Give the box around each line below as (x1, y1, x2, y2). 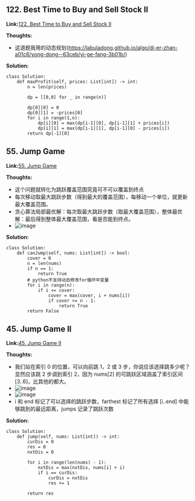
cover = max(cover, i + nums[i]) (48, 292, 131, 298)
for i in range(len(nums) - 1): (27, 460, 107, 466)
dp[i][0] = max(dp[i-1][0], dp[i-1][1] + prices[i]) (37, 120, 170, 126)
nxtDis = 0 (27, 449, 54, 456)
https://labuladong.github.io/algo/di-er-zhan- (68, 44, 178, 51)
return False (27, 308, 60, 314)
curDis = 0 (27, 439, 54, 445)
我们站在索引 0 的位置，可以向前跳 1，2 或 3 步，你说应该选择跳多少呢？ (14, 363, 190, 370)
